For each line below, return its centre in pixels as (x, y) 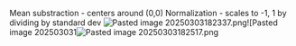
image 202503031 (43, 32)
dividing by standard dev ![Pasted (143, 23)
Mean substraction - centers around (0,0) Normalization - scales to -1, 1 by (148, 13)
